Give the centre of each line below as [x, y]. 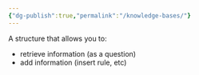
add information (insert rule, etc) [73, 62]
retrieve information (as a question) [78, 53]
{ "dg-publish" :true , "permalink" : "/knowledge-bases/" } [100, 16]
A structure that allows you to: [58, 38]
